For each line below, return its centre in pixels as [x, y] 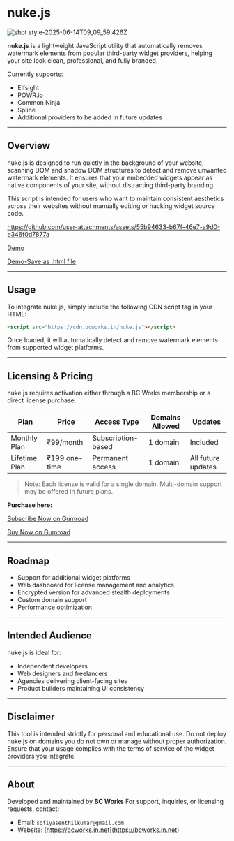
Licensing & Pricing [50, 376]
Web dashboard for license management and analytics [95, 585]
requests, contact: [33, 809]
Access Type [117, 422]
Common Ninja [39, 102]
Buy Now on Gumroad [39, 532]
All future [205, 458]
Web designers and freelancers [62, 673]
